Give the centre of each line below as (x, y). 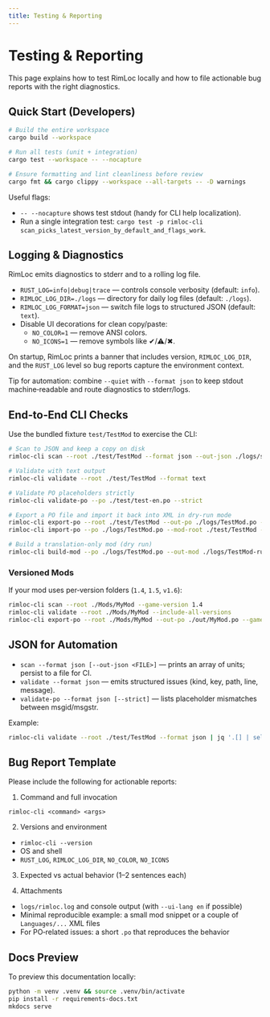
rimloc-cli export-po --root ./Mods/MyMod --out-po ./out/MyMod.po (124, 620)
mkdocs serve (30, 1007)
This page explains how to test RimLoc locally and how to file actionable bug (135, 78)
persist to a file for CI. (56, 673)
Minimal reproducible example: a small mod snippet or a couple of (129, 915)
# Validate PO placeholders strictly (72, 493)
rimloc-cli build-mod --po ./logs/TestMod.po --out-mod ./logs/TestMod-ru (136, 552)
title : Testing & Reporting (55, 16)
